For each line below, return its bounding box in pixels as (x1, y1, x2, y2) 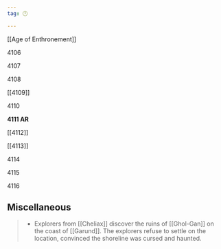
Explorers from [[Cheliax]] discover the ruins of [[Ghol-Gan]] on (34, 219, 214, 228)
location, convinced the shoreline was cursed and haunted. (34, 235, 202, 243)
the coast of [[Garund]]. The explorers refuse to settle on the (34, 227, 207, 235)
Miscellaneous (7, 202, 71, 213)
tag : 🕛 (7, 10, 28, 17)
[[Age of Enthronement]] (7, 35, 77, 43)
